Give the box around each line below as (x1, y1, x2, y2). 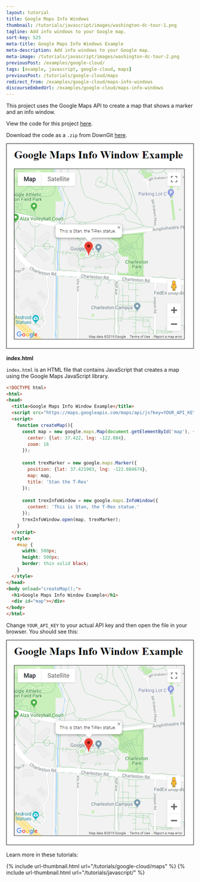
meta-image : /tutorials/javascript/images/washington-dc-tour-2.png (6, 54, 180, 60)
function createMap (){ (17, 422, 73, 428)
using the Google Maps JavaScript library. (6, 372, 109, 380)
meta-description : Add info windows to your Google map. (6, 48, 151, 54)
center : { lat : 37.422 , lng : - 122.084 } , (27, 435, 127, 441)
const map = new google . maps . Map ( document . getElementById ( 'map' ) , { (21, 428, 196, 434)
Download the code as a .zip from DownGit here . (6, 132, 127, 139)
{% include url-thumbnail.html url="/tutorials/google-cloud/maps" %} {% (6, 862, 186, 869)
